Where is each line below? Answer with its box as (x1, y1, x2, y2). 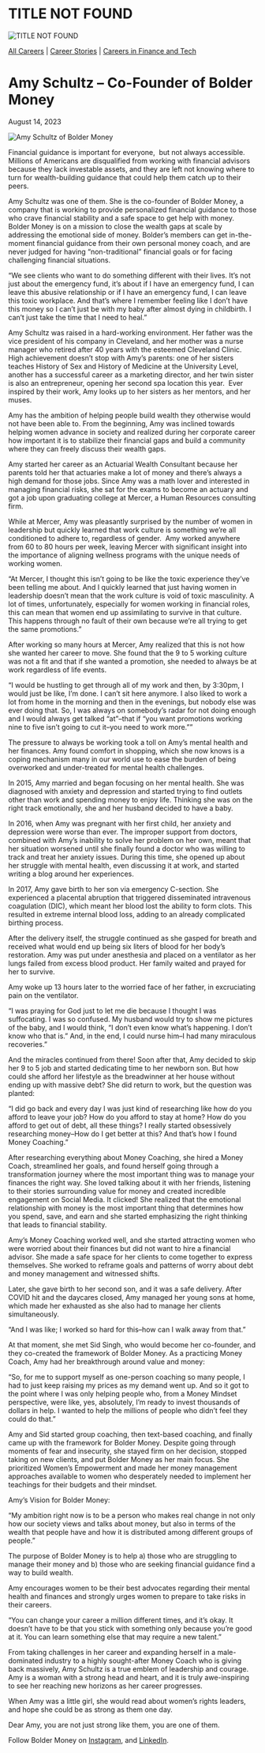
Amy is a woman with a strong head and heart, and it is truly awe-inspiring (8, 1672, 250, 1682)
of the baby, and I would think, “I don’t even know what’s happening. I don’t (8, 1022, 252, 1032)
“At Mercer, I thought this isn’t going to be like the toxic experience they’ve (8, 574, 250, 584)
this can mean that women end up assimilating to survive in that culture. (8, 607, 242, 617)
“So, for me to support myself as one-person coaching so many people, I (8, 1372, 246, 1381)
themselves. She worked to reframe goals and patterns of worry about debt (8, 1260, 254, 1270)
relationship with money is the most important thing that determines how (8, 1203, 244, 1212)
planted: (8, 1088, 35, 1098)
